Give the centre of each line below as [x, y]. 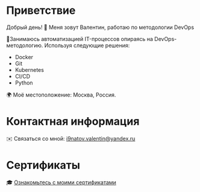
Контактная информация [73, 122]
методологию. [25, 45]
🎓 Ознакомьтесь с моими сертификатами [61, 182]
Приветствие [41, 11]
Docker [24, 57]
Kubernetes [29, 69]
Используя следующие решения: [87, 45]
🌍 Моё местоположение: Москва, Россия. [61, 95]
